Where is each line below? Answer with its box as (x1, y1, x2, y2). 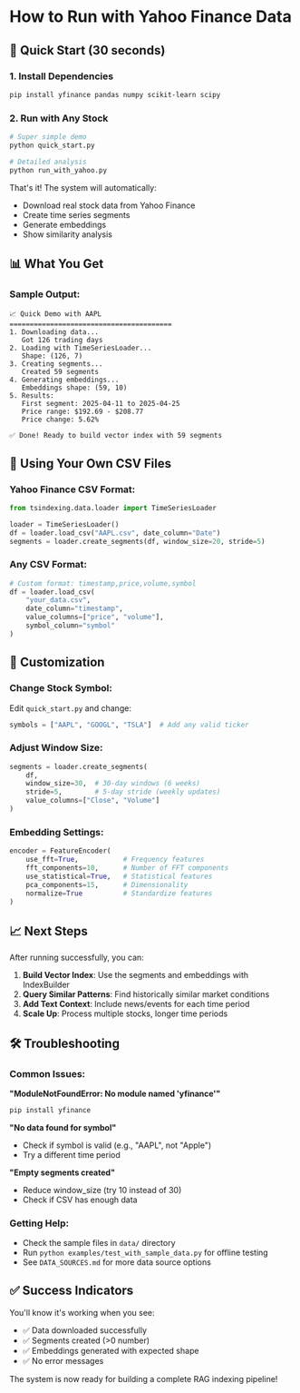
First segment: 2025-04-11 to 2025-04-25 (21, 400, 180, 409)
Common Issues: (9, 1067, 86, 1080)
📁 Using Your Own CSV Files (9, 456, 172, 471)
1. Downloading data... (9, 328, 100, 337)
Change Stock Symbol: (9, 682, 113, 695)
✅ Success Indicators (9, 1283, 134, 1299)
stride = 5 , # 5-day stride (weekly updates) (25, 787, 221, 796)
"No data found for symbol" (9, 1121, 117, 1132)
